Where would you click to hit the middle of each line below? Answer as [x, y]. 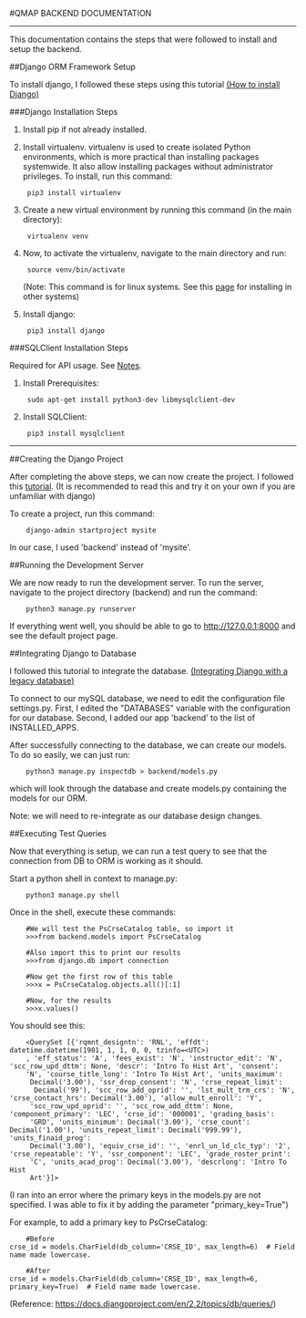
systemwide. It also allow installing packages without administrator [148, 166]
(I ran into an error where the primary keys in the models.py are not [135, 1195]
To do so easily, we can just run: [70, 755]
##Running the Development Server [76, 565]
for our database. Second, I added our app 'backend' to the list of [133, 718]
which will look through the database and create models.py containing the [148, 789]
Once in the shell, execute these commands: [92, 912]
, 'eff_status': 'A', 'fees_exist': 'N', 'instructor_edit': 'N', [154, 1058]
